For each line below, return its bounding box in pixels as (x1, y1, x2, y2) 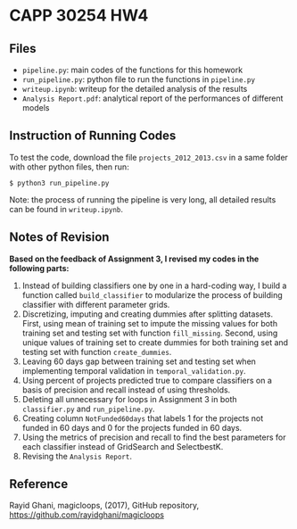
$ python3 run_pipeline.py (9, 178, 110, 187)
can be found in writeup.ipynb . (9, 203, 123, 214)
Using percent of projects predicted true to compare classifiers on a (21, 375, 272, 385)
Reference (9, 476, 69, 492)
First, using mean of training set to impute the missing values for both (21, 318, 278, 328)
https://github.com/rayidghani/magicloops (9, 509, 165, 520)
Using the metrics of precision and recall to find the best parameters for (21, 432, 286, 442)
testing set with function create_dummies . (21, 346, 172, 357)
